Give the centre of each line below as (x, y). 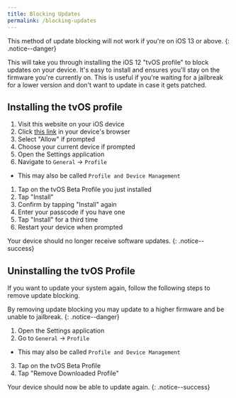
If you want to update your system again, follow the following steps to (109, 288)
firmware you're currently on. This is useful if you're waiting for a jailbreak (115, 77)
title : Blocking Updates (44, 14)
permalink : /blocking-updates (52, 21)
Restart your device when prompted (70, 227)
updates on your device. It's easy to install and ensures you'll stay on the (114, 70)
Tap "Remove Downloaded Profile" (68, 373)
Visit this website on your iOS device (71, 124)
